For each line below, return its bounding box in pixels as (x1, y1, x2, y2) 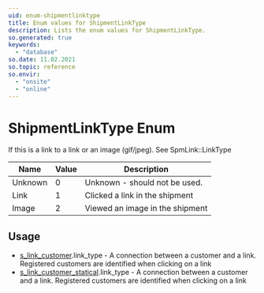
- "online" (15, 85, 51, 93)
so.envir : (8, 70, 41, 78)
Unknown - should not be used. (84, 177, 203, 188)
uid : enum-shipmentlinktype (8, 11, 101, 20)
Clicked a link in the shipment (84, 190, 194, 201)
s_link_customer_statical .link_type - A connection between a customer (19, 268, 248, 277)
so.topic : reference (8, 63, 76, 71)
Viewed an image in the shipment (84, 203, 208, 214)
